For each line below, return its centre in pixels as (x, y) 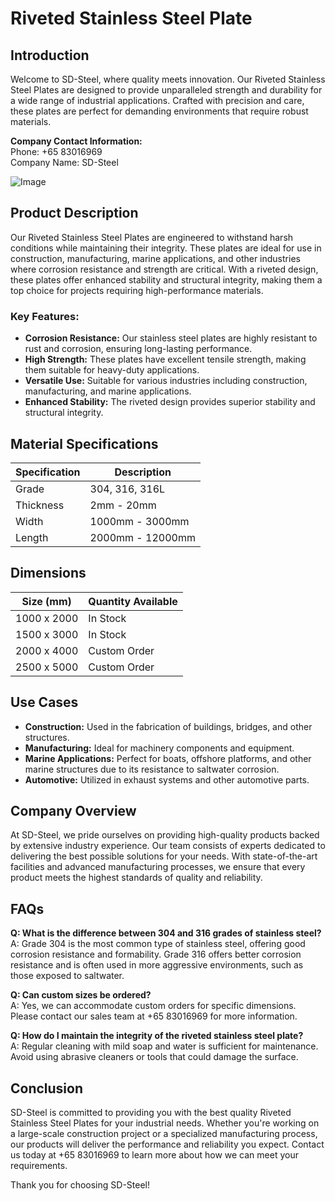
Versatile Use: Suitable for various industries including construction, (166, 381)
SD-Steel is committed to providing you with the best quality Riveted (151, 1112)
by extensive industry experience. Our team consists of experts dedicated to (168, 846)
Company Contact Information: (76, 141)
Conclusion (47, 1088)
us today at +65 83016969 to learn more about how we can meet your (154, 1154)
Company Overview (73, 810)
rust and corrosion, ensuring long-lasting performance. (138, 349)
